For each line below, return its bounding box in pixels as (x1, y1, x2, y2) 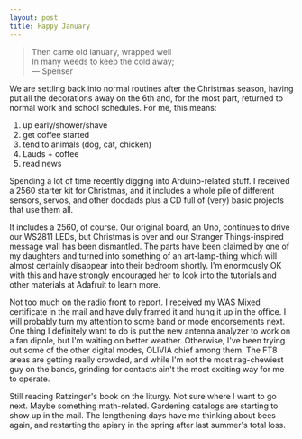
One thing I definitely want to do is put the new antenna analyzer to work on (9, 325, 291, 336)
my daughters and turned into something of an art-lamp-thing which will (9, 250, 278, 261)
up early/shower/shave (22, 119, 108, 131)
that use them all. (9, 204, 74, 215)
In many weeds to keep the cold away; (31, 56, 175, 67)
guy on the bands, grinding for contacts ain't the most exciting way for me (9, 363, 285, 374)
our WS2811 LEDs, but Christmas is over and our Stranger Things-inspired (9, 231, 284, 242)
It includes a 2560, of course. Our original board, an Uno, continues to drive (9, 222, 290, 233)
